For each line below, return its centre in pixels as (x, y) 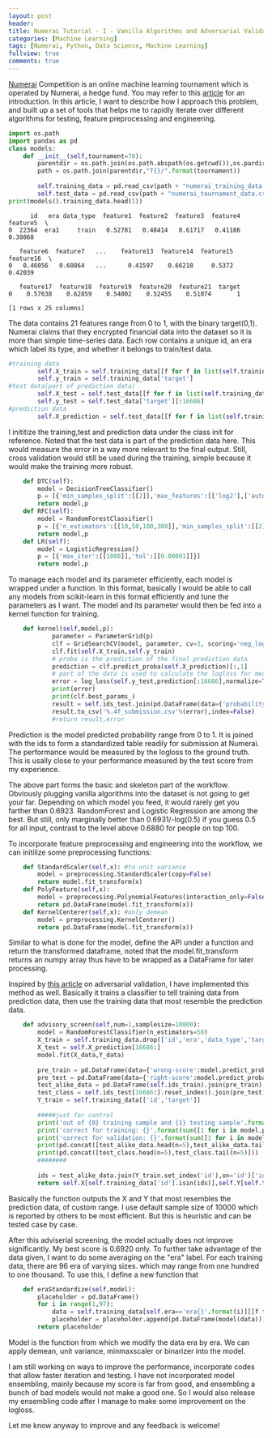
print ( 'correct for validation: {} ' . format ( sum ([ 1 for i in (141, 1138)
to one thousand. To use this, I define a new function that (104, 1274)
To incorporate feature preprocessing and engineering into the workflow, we (136, 843)
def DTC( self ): (49, 481)
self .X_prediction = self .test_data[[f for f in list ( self (139, 416)
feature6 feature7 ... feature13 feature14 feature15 (126, 251)
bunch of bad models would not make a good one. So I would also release (132, 1392)
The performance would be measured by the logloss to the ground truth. (129, 752)
